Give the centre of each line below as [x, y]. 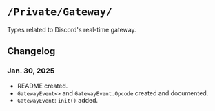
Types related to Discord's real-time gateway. [72, 29]
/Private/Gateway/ [60, 12]
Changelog [31, 51]
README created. [42, 86]
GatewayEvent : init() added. [58, 100]
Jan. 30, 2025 [31, 71]
